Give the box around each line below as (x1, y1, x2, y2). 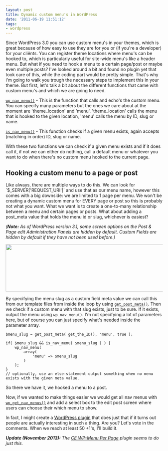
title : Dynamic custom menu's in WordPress (5, 12, 98, 17)
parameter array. (5, 322, 40, 328)
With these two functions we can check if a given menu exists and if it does (5, 143, 161, 149)
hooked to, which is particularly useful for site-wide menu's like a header (5, 56, 156, 62)
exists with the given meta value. (5, 375, 80, 381)
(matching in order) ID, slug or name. (5, 134, 81, 140)
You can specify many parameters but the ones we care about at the (5, 103, 147, 109)
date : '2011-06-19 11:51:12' (5, 17, 66, 22)
